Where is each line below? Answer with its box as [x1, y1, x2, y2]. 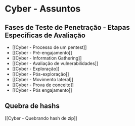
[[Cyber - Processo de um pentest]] [12, 44, 87, 50]
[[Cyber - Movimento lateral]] [12, 77, 74, 82]
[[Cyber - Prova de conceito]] [12, 82, 74, 88]
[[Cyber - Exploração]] [12, 66, 60, 72]
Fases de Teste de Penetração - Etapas [5, 23, 130, 32]
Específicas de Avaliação [5, 31, 85, 39]
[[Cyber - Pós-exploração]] [12, 71, 69, 77]
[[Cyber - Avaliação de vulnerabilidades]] [12, 60, 99, 66]
